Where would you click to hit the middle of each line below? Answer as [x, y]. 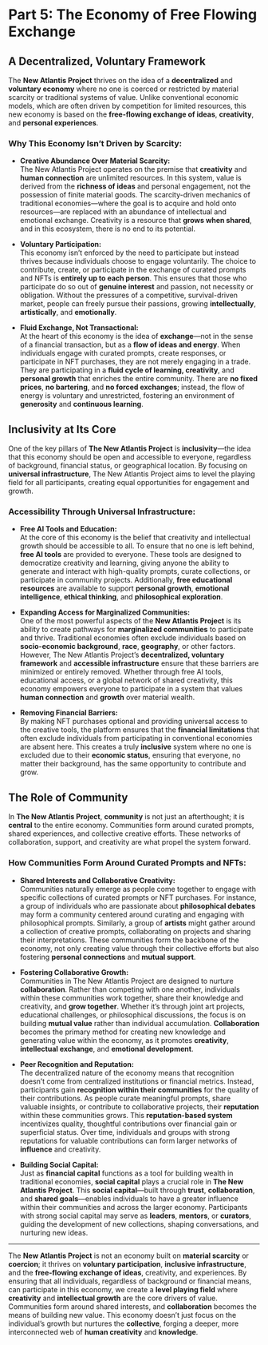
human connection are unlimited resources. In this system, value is [130, 178]
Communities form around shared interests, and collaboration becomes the [132, 1306]
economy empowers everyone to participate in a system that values [131, 689]
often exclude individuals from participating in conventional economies [136, 738]
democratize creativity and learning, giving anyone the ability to [124, 563]
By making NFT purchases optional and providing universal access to [134, 722]
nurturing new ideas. [54, 1232]
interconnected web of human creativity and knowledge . [103, 1331]
